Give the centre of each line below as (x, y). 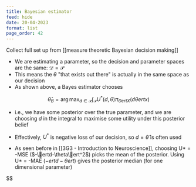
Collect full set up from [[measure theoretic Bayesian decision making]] (92, 50)
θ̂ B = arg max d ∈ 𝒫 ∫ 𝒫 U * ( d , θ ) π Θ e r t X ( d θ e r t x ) (99, 99)
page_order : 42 (25, 34)
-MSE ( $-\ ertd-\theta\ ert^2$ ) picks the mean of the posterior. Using (99, 155)
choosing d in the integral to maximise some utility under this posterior (100, 118)
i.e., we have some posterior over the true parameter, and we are (93, 112)
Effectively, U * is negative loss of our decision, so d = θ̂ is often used (98, 136)
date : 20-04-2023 (27, 22)
